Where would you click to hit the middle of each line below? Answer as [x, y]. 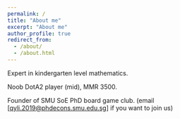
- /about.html [34, 54]
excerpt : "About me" [38, 27]
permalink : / [26, 14]
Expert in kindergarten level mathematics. [68, 73]
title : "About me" [34, 20]
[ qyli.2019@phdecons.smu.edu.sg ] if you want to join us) [90, 108]
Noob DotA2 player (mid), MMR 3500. [62, 87]
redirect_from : [30, 40]
